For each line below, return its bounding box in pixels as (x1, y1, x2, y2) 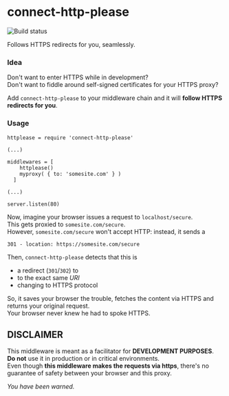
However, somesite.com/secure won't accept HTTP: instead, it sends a (7, 227, 206, 235)
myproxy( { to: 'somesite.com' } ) (19, 170, 122, 177)
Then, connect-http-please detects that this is (7, 253, 138, 261)
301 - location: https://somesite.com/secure (7, 241, 140, 248)
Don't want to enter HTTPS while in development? (7, 73, 149, 81)
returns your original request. (7, 301, 90, 310)
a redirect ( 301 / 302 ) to (17, 266, 79, 275)
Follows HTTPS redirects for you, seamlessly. (7, 40, 135, 48)
